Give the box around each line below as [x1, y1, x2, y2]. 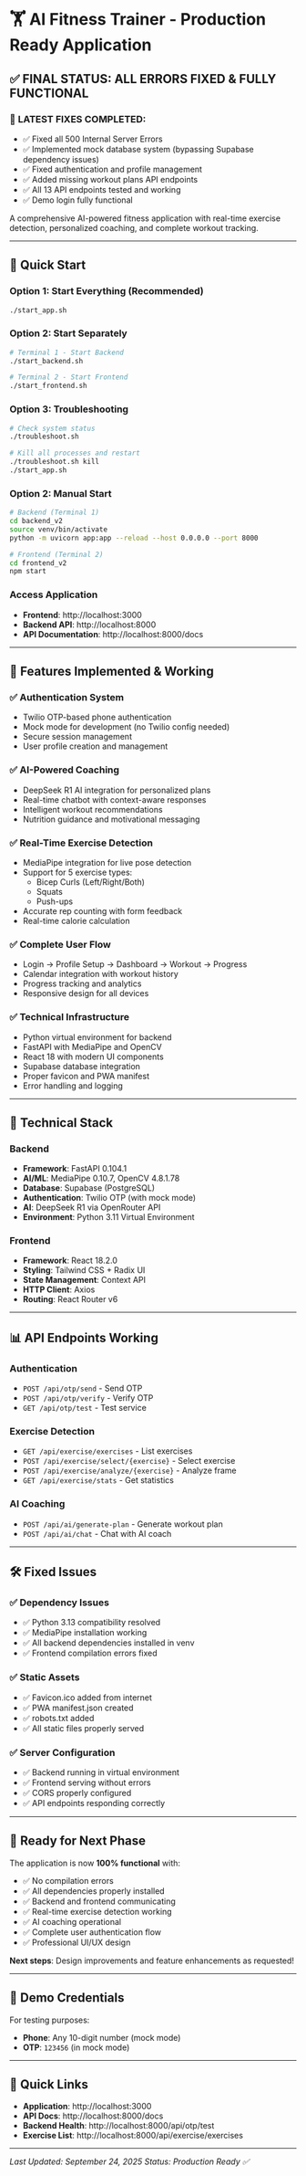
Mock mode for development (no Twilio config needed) [22, 721, 230, 732]
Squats [36, 886, 64, 897]
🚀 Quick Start [9, 258, 87, 273]
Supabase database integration [22, 1060, 141, 1071]
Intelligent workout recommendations [22, 804, 163, 815]
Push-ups [36, 896, 74, 907]
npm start [9, 567, 47, 576]
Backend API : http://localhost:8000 [22, 619, 157, 630]
